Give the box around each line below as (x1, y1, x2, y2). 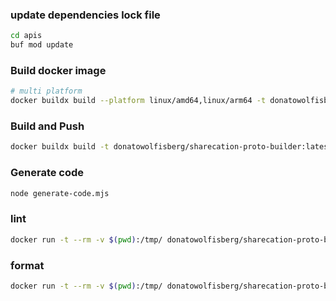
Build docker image (10, 63, 107, 77)
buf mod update (10, 40, 74, 50)
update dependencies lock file (10, 8, 161, 22)
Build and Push (10, 119, 85, 133)
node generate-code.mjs (10, 188, 110, 198)
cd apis (10, 31, 43, 41)
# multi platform (10, 86, 83, 97)
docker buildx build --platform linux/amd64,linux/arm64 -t (10, 96, 267, 106)
